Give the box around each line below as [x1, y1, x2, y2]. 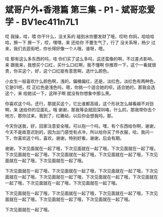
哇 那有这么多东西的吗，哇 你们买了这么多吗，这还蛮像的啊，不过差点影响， [5, 56, 156, 62]
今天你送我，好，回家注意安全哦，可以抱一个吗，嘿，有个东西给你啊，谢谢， [5, 123, 158, 129]
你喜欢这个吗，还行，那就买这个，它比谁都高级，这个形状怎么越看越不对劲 [5, 100, 154, 107]
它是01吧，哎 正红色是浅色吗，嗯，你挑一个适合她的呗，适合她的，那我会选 [5, 84, 155, 90]
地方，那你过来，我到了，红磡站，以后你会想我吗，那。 [5, 112, 115, 119]
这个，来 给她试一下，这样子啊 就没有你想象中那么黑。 [5, 90, 114, 96]
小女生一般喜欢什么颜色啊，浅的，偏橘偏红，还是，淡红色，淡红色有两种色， [5, 78, 158, 84]
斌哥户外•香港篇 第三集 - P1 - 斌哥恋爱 [5, 4, 155, 15]
